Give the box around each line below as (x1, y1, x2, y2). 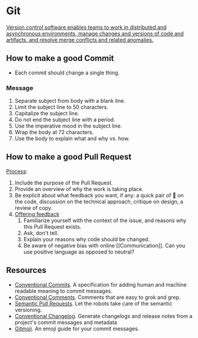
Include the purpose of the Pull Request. (14, 179, 113, 186)
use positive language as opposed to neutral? (23, 248, 135, 255)
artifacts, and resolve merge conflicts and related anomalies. (6, 36, 154, 43)
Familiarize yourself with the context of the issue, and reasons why (23, 217, 187, 224)
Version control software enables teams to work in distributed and (6, 24, 167, 31)
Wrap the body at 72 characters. (14, 129, 94, 136)
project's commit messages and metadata (14, 318, 117, 326)
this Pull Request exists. (23, 223, 82, 230)
